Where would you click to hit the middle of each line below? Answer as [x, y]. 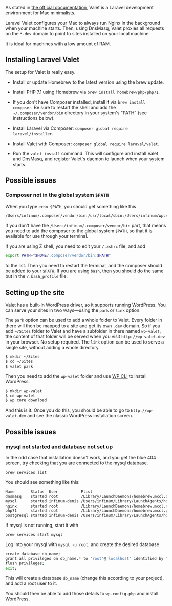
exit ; [11, 568]
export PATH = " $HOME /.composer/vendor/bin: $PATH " [58, 256]
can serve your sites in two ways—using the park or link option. [73, 310]
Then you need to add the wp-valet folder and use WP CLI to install [76, 376]
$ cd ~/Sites [19, 361]
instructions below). [34, 118]
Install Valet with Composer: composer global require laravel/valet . [86, 144]
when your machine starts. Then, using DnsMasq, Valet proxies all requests [85, 28]
